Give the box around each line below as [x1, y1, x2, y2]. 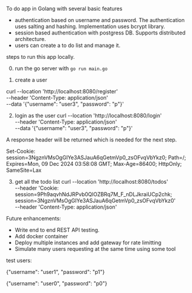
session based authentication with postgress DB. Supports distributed [14, 29, 185, 36]
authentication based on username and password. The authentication [14, 17, 185, 23]
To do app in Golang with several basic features [6, 5, 123, 12]
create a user [14, 77, 47, 83]
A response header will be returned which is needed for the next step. [6, 136, 177, 143]
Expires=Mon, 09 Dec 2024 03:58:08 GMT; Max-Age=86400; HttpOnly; [6, 160, 182, 167]
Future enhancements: [6, 215, 61, 222]
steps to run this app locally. [6, 53, 75, 60]
